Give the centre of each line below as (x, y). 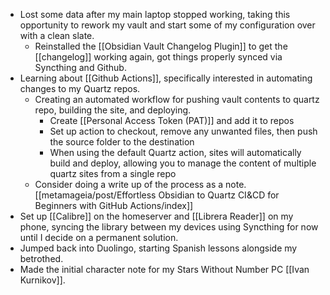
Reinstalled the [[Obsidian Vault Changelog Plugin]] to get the (161, 46)
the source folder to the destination (122, 142)
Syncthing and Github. (80, 67)
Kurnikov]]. (42, 280)
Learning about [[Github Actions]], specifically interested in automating (166, 78)
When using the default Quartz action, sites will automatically (175, 152)
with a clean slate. (57, 35)
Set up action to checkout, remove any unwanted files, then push (183, 131)
